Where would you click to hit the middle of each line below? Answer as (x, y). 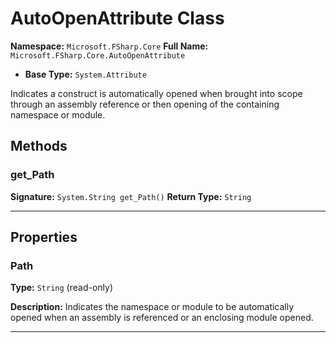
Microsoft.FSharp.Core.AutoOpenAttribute (98, 55)
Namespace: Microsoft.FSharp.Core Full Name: (109, 46)
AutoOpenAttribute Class (117, 18)
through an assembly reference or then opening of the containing (145, 104)
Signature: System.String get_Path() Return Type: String (131, 196)
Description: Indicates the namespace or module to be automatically (152, 307)
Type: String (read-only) (61, 288)
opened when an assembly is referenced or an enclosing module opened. (162, 318)
